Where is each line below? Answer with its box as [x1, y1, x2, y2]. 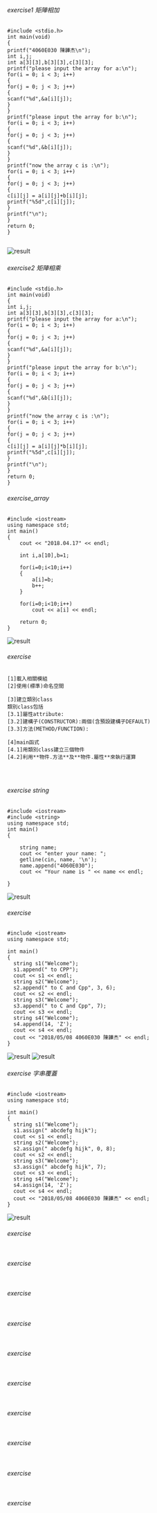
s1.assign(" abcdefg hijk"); [13, 1127, 98, 1134]
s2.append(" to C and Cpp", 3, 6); [13, 985, 116, 992]
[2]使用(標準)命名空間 [7, 682, 64, 690]
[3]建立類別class [7, 696, 53, 703]
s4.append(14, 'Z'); [13, 1021, 73, 1028]
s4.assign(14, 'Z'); [13, 1182, 73, 1189]
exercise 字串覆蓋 [7, 1069, 57, 1077]
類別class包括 [7, 703, 44, 710]
